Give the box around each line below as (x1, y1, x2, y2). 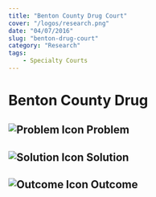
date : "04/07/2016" (8, 27, 74, 35)
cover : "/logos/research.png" (8, 19, 110, 27)
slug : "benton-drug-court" (8, 34, 99, 43)
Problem (86, 123, 130, 137)
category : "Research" (8, 42, 81, 50)
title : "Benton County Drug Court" (8, 11, 128, 20)
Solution (85, 150, 129, 164)
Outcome (90, 178, 138, 191)
